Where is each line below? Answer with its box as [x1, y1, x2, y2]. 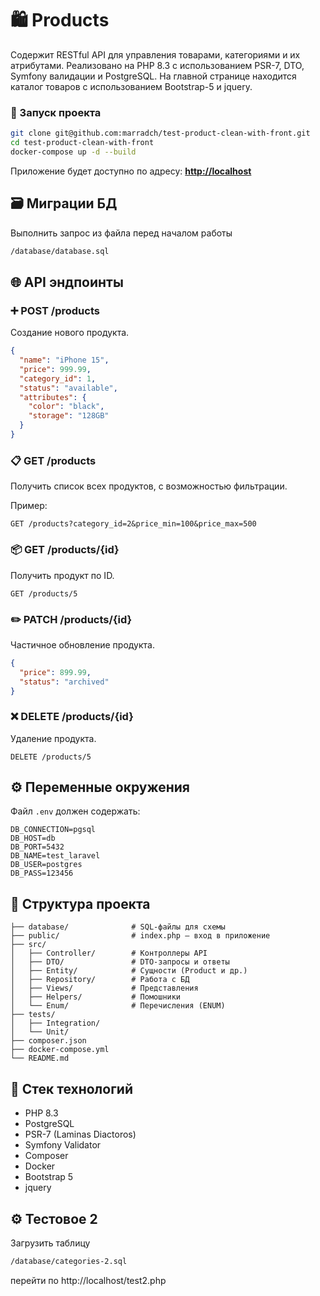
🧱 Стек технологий [10, 1080, 133, 1097]
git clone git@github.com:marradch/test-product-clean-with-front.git [10, 128, 311, 139]
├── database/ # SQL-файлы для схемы [10, 922, 226, 932]
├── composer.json [10, 1036, 87, 1046]
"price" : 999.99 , [19, 364, 92, 374]
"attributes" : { [19, 392, 87, 402]
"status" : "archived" [19, 677, 110, 687]
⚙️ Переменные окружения [10, 779, 190, 796]
